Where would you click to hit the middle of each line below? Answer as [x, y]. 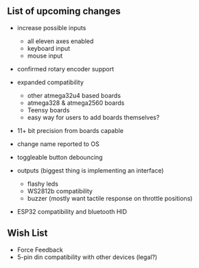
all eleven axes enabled [60, 41]
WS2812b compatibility [60, 191]
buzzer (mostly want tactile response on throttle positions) [110, 198]
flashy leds [43, 184]
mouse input [45, 56]
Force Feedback [40, 249]
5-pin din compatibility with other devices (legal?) [87, 257]
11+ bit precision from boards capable [70, 130]
